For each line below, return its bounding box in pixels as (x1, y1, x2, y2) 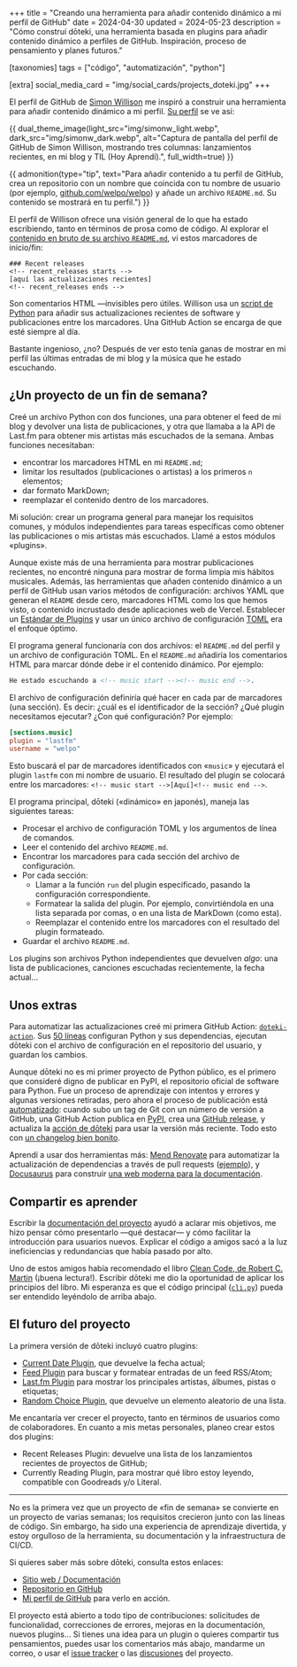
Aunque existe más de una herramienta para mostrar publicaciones (9, 557, 255, 568)
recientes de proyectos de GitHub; (21, 1457, 148, 1469)
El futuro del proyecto (9, 1317, 131, 1332)
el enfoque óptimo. (9, 623, 78, 633)
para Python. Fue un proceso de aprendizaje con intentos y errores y (9, 1085, 260, 1097)
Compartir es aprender (9, 1194, 138, 1209)
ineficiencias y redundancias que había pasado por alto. (9, 1245, 214, 1256)
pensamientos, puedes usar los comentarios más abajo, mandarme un (9, 1638, 265, 1648)
